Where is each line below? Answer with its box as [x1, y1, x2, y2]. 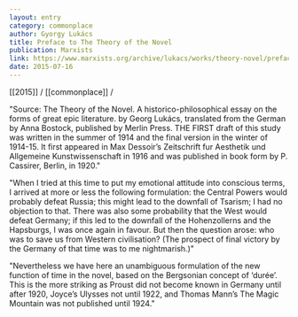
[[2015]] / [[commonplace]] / [9, 86, 114, 97]
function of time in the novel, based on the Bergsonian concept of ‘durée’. [9, 269, 278, 280]
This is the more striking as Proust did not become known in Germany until [9, 279, 282, 290]
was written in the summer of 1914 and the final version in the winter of [9, 132, 269, 143]
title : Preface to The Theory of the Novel [9, 37, 173, 47]
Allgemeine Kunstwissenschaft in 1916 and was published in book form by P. [9, 151, 288, 161]
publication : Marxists [9, 46, 93, 55]
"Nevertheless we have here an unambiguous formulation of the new [9, 260, 261, 271]
